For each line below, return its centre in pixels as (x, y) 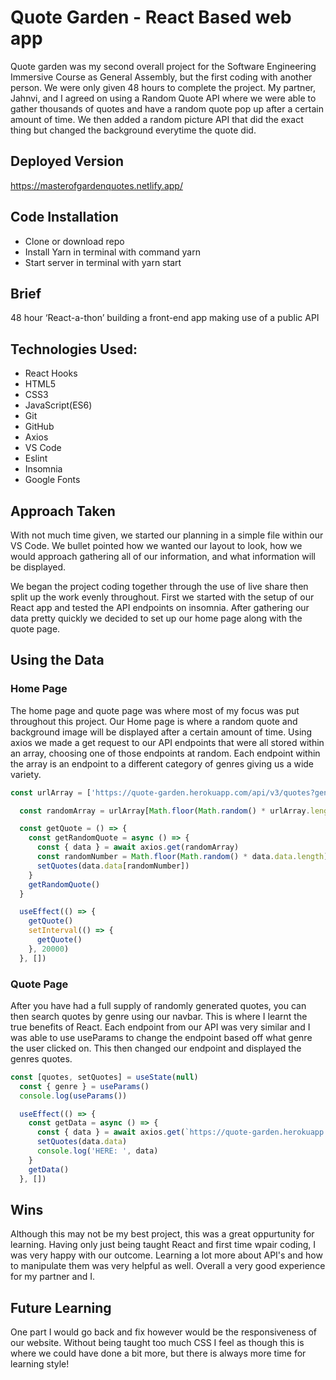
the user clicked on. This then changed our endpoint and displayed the (156, 1048)
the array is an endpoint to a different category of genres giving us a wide (162, 763)
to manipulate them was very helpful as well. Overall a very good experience (168, 1266)
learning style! (40, 1364)
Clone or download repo (74, 241)
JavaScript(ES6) (58, 405)
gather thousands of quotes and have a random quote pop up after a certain (167, 108)
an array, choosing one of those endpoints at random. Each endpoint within (165, 753)
